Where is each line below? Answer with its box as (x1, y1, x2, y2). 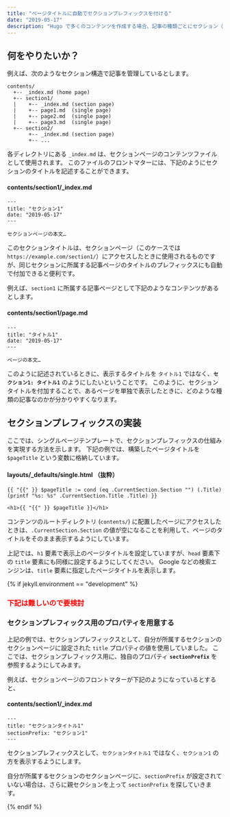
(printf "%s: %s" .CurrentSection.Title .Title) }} (7, 492, 157, 499)
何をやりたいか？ (7, 49, 79, 62)
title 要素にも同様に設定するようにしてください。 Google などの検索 (14, 557, 212, 565)
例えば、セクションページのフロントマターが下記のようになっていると (7, 675, 205, 683)
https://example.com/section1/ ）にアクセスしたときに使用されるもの (7, 252, 204, 260)
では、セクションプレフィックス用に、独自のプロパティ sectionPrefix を (12, 652, 218, 660)
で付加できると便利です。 (7, 269, 79, 278)
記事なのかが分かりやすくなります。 (18, 395, 121, 403)
